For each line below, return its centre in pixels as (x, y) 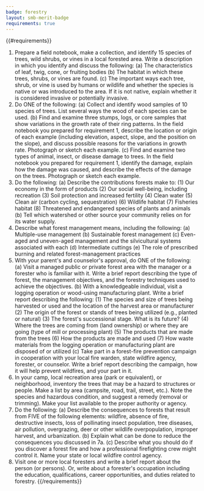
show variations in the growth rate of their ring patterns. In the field (99, 124)
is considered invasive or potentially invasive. (71, 98)
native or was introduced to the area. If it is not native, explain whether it (105, 92)
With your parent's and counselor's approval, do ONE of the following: (103, 260)
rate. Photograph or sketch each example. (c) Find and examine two (100, 150)
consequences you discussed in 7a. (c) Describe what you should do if (104, 442)
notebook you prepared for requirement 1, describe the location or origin (106, 131)
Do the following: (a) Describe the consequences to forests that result (102, 410)
